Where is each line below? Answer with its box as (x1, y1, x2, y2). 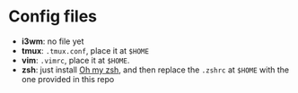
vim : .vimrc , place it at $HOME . (21, 55, 130, 65)
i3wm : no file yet (21, 36, 84, 46)
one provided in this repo (21, 73, 115, 84)
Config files (8, 6, 98, 27)
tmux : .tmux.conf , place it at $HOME (21, 45, 150, 55)
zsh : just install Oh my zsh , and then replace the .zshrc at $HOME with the (21, 64, 290, 75)
